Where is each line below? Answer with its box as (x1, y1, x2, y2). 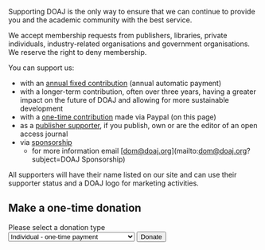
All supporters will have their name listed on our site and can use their (8, 170, 237, 179)
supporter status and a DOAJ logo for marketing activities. (8, 178, 199, 188)
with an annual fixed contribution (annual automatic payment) (19, 79, 222, 88)
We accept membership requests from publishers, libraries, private (8, 31, 228, 40)
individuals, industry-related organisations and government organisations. (8, 39, 251, 49)
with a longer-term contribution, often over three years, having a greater (19, 87, 256, 96)
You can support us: (8, 63, 75, 72)
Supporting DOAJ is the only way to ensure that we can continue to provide (8, 7, 256, 16)
